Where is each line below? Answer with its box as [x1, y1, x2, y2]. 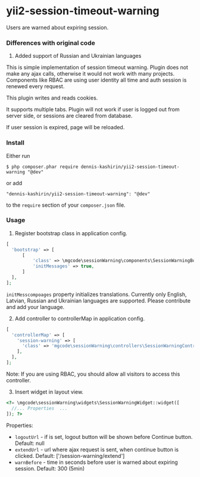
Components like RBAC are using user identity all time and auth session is [6, 76, 187, 84]
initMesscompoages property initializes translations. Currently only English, [6, 291, 187, 298]
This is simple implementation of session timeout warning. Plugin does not [6, 64, 189, 71]
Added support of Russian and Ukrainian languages [14, 52, 142, 60]
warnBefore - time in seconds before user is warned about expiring [14, 459, 179, 466]
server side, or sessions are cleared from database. [6, 112, 133, 120]
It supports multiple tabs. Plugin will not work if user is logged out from [6, 106, 180, 113]
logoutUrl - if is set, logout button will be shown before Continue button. [14, 433, 193, 440]
